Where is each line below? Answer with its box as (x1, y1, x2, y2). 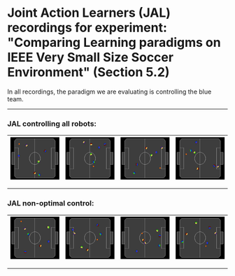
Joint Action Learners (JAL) (7, 5, 171, 21)
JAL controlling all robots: (7, 119, 97, 129)
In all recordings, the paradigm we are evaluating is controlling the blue (7, 87, 212, 96)
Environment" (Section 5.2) (7, 64, 170, 80)
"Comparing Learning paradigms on (7, 35, 222, 50)
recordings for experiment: (7, 20, 168, 36)
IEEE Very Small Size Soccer (7, 50, 173, 66)
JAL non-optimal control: (7, 198, 94, 208)
